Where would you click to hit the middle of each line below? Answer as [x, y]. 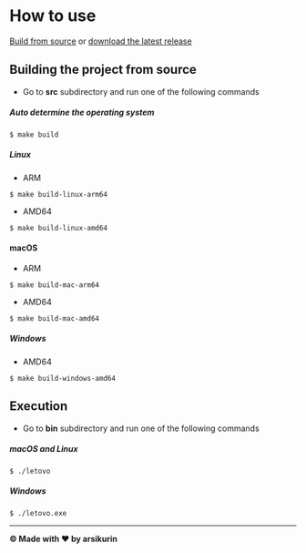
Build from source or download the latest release [101, 41]
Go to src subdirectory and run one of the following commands [141, 91]
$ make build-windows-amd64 [63, 378]
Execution [39, 406]
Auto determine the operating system [82, 113]
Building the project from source [103, 70]
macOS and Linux [44, 449]
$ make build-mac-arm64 [55, 285]
